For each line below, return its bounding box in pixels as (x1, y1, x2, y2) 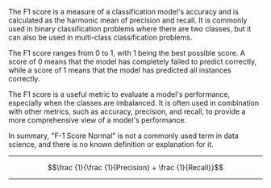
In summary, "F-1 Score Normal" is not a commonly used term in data (8, 131, 240, 140)
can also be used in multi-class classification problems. (8, 32, 193, 42)
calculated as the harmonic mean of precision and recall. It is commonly (8, 15, 248, 25)
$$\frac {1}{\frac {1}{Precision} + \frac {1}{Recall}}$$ (47, 163, 224, 172)
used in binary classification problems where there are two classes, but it (8, 24, 252, 33)
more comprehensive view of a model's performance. (8, 115, 187, 124)
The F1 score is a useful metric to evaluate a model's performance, (8, 90, 231, 99)
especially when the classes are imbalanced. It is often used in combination (8, 98, 260, 107)
